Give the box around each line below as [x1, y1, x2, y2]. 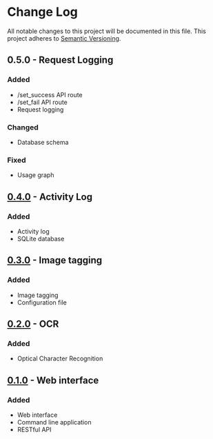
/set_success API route [17, 90, 83, 99]
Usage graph [17, 171, 54, 179]
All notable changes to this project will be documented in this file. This [7, 27, 207, 35]
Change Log [7, 4, 78, 20]
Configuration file [17, 298, 67, 307]
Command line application [17, 418, 92, 426]
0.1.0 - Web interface [7, 374, 99, 386]
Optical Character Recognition [17, 354, 103, 363]
